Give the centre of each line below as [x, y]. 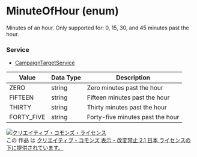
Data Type [66, 78]
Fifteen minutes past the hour [128, 97]
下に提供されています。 [35, 148]
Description [133, 78]
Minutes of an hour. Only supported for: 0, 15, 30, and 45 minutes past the [98, 28]
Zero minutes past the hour [125, 88]
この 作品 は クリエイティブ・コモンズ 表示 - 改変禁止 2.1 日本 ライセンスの [98, 140]
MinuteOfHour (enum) [62, 11]
